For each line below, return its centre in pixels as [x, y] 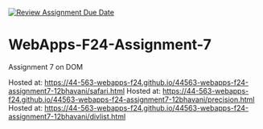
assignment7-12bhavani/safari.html [67, 91]
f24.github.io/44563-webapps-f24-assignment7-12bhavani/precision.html [131, 99]
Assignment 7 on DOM [45, 67]
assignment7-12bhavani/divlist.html [67, 116]
